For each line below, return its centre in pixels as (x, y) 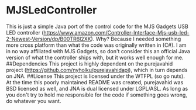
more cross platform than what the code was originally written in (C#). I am (96, 45)
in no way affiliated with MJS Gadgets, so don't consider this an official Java (98, 51)
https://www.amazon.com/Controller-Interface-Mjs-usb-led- (116, 32)
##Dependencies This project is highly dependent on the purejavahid (90, 63)
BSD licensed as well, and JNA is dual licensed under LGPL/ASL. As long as (97, 88)
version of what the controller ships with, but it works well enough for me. (95, 57)
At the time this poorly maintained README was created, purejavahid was (95, 82)
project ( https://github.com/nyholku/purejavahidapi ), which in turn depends (97, 70)
